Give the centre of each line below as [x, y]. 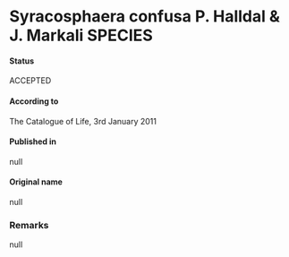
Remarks [29, 225]
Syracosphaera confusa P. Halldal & [144, 17]
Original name [36, 182]
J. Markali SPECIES [81, 35]
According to [34, 101]
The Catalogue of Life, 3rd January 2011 [83, 121]
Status [22, 61]
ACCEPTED [30, 81]
